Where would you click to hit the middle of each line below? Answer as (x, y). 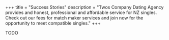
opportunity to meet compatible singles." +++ (53, 23)
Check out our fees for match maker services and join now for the (74, 18)
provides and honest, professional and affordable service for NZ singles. (81, 12)
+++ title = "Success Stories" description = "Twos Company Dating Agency (84, 7)
